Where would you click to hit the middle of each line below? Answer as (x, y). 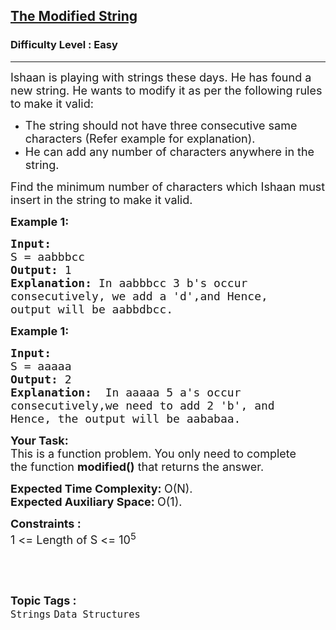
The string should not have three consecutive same (161, 125)
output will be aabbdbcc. (92, 309)
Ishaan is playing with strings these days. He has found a (161, 77)
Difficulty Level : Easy (64, 45)
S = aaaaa (41, 366)
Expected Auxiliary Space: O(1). (96, 501)
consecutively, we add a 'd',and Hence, (139, 296)
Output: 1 (41, 269)
